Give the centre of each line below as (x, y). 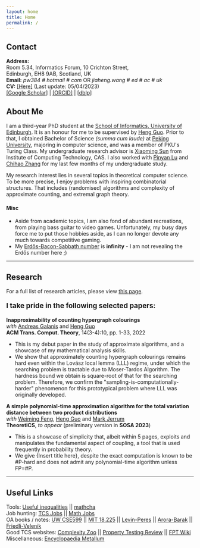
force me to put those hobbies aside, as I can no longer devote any (97, 234)
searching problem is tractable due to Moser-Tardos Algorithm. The (97, 369)
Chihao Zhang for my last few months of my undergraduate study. (87, 164)
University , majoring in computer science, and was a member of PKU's (93, 145)
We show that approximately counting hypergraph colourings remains (100, 357)
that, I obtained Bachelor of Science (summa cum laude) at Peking (88, 138)
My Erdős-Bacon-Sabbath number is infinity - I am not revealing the (99, 246)
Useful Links (30, 492)
